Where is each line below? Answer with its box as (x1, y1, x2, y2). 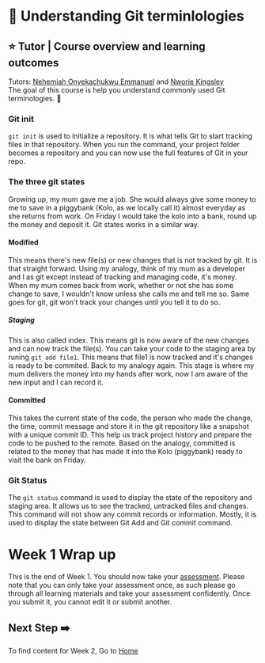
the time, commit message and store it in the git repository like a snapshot (8, 421, 249, 430)
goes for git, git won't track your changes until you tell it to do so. (8, 297, 221, 307)
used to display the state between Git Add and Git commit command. (8, 518, 233, 528)
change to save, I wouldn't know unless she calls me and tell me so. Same (8, 289, 250, 298)
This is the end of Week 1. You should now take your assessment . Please (8, 572, 245, 582)
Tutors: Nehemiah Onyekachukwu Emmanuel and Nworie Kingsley (8, 77, 224, 86)
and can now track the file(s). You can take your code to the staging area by (8, 343, 256, 353)
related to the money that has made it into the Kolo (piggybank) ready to (8, 446, 243, 456)
